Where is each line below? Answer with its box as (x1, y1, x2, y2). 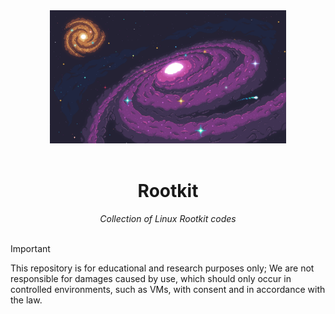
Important (10, 242, 51, 254)
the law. (10, 294, 43, 306)
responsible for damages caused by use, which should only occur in (10, 272, 292, 284)
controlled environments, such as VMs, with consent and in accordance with (10, 283, 326, 295)
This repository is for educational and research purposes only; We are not (10, 262, 315, 274)
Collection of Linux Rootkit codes (99, 212, 237, 224)
